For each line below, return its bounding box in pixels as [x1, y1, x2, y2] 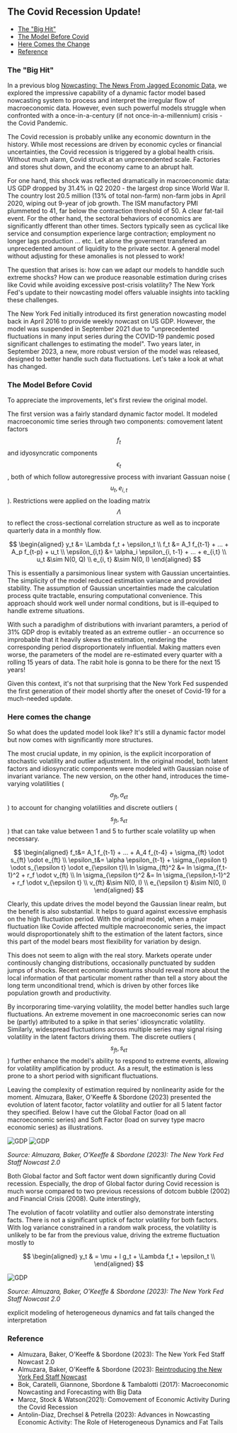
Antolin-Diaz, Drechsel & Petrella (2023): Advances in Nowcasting [17, 1410, 211, 1419]
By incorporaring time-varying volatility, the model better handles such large [7, 1002, 230, 1011]
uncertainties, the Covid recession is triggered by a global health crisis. [7, 148, 215, 156]
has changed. [7, 362, 47, 370]
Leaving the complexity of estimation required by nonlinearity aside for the [7, 1085, 225, 1094]
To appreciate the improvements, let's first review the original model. [7, 396, 208, 404]
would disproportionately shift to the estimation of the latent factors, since [7, 930, 223, 939]
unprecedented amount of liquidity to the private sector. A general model [7, 244, 220, 253]
